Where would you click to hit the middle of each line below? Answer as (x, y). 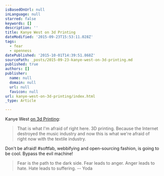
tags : (11, 42)
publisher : (16, 74)
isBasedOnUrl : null (25, 10)
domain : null (23, 82)
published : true (22, 64)
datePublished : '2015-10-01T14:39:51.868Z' (50, 55)
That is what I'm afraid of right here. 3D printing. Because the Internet (88, 128)
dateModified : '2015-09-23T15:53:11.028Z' (49, 37)
